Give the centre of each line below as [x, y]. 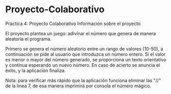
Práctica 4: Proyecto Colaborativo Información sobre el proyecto [73, 24]
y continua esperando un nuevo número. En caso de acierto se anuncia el [83, 65]
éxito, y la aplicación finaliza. [35, 70]
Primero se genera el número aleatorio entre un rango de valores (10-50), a [84, 49]
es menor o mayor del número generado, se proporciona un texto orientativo [86, 59]
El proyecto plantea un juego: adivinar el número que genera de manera [81, 33]
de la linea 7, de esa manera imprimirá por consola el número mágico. [78, 86]
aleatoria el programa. [29, 39]
